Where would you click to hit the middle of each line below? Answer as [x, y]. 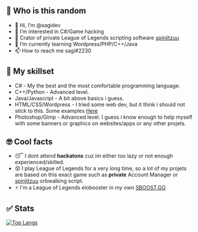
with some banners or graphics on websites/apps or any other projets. [100, 123]
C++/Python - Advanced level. [52, 92]
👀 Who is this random [46, 11]
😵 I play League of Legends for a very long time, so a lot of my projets [100, 168]
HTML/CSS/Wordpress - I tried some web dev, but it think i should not [100, 104]
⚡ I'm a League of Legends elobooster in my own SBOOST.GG [90, 188]
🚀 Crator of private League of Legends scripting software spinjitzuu [97, 37]
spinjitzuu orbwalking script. [49, 181]
